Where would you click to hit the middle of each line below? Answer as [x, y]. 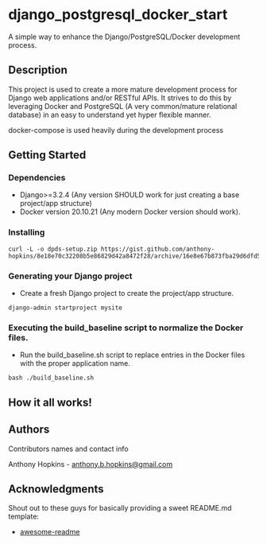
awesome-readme [50, 532]
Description [38, 70]
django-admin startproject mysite [66, 308]
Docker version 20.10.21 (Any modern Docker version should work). [130, 212]
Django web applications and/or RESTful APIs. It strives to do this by [120, 98]
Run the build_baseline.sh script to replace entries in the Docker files [132, 355]
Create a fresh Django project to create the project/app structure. [127, 293]
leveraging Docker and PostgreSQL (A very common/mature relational [123, 106]
